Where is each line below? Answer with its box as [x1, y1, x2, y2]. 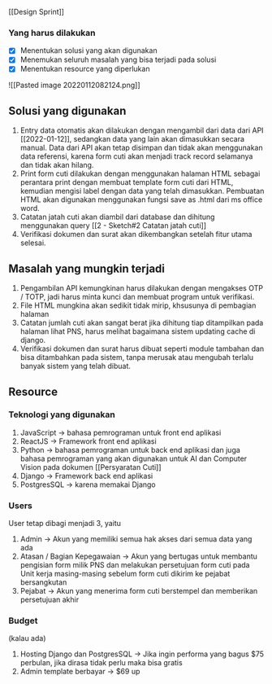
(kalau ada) [8, 634, 46, 643]
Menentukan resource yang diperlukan [19, 64, 150, 74]
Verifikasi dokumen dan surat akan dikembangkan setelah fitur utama [19, 230, 253, 239]
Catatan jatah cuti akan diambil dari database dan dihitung [19, 212, 215, 222]
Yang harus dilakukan [8, 27, 96, 38]
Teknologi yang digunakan [8, 409, 115, 420]
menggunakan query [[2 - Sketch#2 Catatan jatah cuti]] [19, 221, 207, 230]
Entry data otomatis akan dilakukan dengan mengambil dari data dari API [19, 125, 264, 135]
